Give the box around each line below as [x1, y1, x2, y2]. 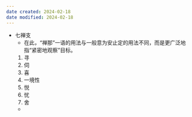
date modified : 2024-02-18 [6, 14, 74, 20]
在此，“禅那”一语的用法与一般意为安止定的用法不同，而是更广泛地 [23, 39, 186, 46]
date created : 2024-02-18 [6, 8, 71, 15]
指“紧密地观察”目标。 [23, 46, 76, 54]
